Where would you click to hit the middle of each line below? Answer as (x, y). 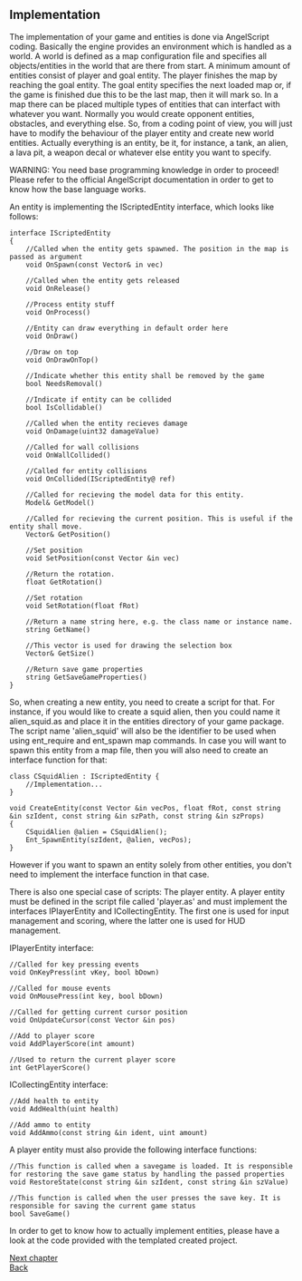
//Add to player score (52, 1036)
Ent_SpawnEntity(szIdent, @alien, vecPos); (109, 839)
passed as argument (46, 257)
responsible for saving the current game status (103, 1206)
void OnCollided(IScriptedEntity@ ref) (101, 479)
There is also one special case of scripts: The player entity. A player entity (147, 891)
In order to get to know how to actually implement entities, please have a (145, 1230)
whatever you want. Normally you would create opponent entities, (132, 113)
